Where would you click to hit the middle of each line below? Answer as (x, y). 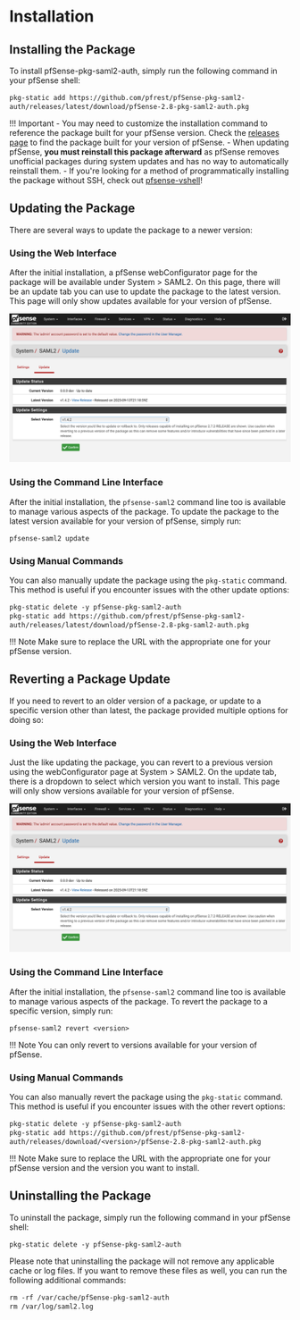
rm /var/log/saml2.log (51, 1307)
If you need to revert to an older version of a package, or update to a (135, 701)
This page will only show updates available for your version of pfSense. (141, 301)
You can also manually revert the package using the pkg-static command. (146, 1097)
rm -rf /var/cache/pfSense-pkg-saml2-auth (89, 1298)
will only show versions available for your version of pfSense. (122, 791)
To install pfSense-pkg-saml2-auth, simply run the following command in (144, 71)
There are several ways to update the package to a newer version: (131, 230)
